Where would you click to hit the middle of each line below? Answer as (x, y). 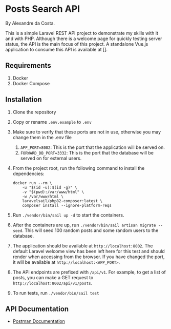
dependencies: (28, 173)
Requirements (28, 65)
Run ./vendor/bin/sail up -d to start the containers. (68, 215)
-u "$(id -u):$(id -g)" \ (50, 187)
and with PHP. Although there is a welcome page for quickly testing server (84, 38)
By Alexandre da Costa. (30, 23)
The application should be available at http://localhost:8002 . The (83, 246)
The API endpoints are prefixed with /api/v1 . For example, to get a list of (89, 272)
